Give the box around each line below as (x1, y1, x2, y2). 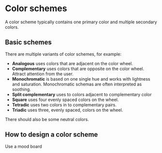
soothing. (12, 86, 31, 92)
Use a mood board (5, 143, 42, 149)
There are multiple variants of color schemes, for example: (5, 51, 122, 57)
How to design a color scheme (5, 131, 98, 139)
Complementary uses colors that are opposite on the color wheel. (12, 66, 144, 71)
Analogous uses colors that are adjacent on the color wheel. (12, 60, 133, 66)
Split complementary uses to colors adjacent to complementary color (12, 91, 152, 97)
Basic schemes (5, 38, 52, 47)
